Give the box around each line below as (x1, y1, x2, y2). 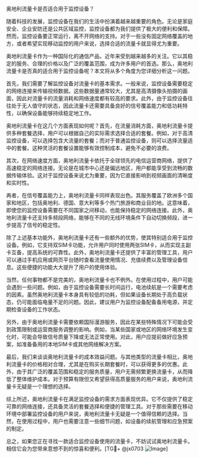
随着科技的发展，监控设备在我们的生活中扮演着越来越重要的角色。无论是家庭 (6, 18, 193, 25)
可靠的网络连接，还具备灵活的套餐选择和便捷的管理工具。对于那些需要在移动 (6, 403, 193, 410)
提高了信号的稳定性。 (11, 222, 63, 228)
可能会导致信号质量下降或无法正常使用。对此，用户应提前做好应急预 (21, 334, 188, 340)
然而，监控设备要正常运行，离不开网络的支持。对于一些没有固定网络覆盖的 (6, 33, 188, 40)
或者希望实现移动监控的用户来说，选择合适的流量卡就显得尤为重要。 (16, 40, 182, 47)
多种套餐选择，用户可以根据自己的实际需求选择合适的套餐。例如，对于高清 (11, 130, 193, 136)
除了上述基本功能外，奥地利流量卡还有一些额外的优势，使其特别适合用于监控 (6, 234, 193, 241)
